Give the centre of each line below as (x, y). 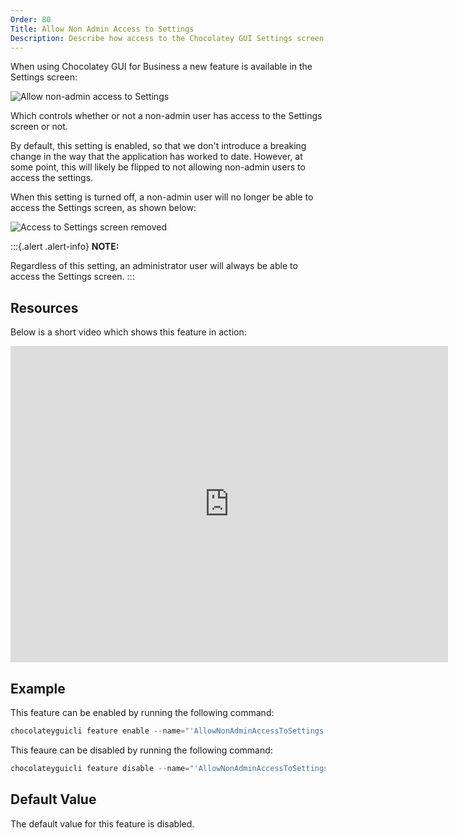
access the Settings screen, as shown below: (103, 208)
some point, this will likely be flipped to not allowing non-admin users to (158, 167)
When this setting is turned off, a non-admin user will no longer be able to (162, 197)
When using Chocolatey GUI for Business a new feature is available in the (161, 67)
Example (38, 688)
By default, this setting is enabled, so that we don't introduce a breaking (158, 146)
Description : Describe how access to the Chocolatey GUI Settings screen (167, 38)
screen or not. (39, 127)
